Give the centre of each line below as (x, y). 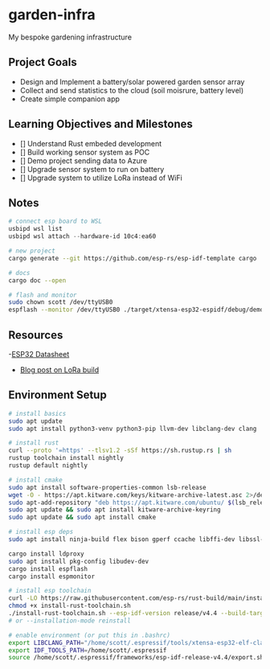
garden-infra (52, 15)
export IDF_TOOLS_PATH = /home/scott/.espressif (88, 650)
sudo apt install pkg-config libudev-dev (79, 561)
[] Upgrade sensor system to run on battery (92, 169)
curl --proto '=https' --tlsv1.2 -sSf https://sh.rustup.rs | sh (120, 451)
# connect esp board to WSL (55, 222)
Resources (36, 335)
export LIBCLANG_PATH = (46, 642)
